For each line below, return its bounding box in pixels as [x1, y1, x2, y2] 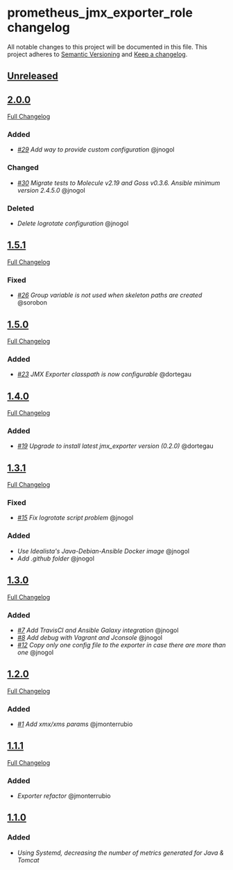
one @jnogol [17, 648, 54, 656]
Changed [7, 163, 40, 172]
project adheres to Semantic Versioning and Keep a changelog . [7, 50, 188, 58]
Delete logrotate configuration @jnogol [17, 219, 129, 227]
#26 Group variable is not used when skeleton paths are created [17, 291, 202, 300]
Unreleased [7, 70, 59, 82]
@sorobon [17, 298, 47, 307]
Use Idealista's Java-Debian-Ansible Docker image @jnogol [17, 547, 189, 555]
